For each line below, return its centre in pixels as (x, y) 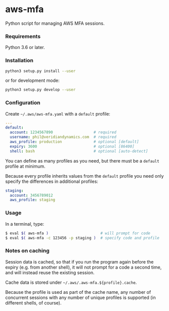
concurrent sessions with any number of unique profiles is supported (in (80, 297)
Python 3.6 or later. (25, 47)
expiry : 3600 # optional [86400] (72, 146)
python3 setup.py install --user (40, 71)
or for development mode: (32, 81)
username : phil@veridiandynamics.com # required (63, 137)
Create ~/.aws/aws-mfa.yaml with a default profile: (58, 114)
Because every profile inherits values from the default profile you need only (85, 176)
